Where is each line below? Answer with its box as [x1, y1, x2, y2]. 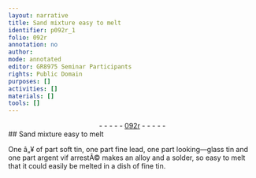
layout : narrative [8, 11, 69, 20]
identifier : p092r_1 [8, 26, 76, 34]
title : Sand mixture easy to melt [8, 19, 122, 27]
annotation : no [8, 41, 58, 49]
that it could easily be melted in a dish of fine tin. [8, 161, 166, 171]
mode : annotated [8, 56, 61, 64]
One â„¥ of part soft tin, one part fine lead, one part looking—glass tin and [8, 145, 249, 154]
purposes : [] [8, 77, 51, 85]
